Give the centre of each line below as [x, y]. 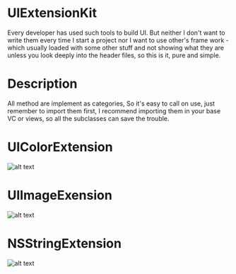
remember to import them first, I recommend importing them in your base [114, 110]
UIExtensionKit [52, 13]
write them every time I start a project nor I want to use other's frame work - [118, 40]
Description [42, 84]
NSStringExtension [65, 243]
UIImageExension [60, 195]
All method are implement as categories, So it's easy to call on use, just [111, 103]
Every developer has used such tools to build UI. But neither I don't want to [116, 33]
